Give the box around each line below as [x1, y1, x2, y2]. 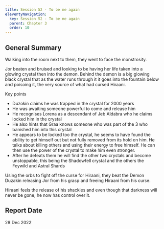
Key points [5, 91, 27, 97]
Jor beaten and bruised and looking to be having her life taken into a [5, 66, 143, 71]
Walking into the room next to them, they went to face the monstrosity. [5, 56, 147, 62]
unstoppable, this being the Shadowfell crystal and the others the [12, 158, 144, 163]
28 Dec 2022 [5, 219, 32, 225]
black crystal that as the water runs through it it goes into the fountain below [5, 76, 159, 82]
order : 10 [9, 25, 29, 30]
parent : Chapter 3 [9, 21, 47, 26]
